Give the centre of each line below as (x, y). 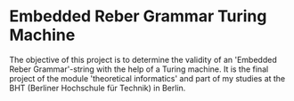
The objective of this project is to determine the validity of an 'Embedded (143, 59)
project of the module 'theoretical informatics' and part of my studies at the (147, 78)
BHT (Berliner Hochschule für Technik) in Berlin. (98, 88)
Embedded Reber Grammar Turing (138, 16)
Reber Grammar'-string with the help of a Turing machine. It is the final (139, 69)
